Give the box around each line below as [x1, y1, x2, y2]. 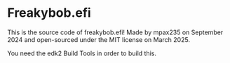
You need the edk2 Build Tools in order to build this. [7, 49, 156, 57]
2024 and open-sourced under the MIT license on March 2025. [7, 35, 191, 43]
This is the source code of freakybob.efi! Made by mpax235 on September [7, 28, 224, 36]
